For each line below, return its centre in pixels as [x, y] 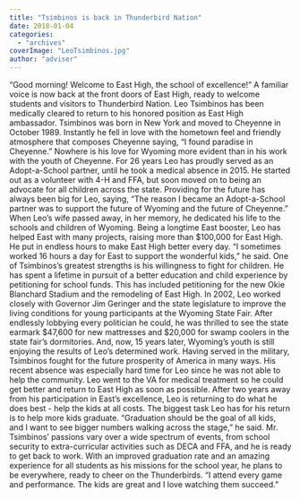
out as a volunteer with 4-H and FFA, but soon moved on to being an [135, 180]
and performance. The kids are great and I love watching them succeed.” [144, 484]
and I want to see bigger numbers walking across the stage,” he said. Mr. [144, 427]
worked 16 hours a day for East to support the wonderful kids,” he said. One [149, 256]
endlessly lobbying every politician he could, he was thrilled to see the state [149, 323]
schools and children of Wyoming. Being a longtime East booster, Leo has [145, 228]
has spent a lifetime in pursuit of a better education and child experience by [149, 275]
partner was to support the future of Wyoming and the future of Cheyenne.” [149, 208]
